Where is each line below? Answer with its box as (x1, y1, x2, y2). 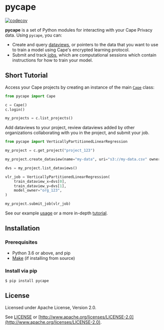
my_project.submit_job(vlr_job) (5, 201, 71, 206)
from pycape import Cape (5, 94, 56, 98)
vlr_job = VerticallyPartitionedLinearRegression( (5, 175, 110, 179)
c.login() (5, 107, 25, 112)
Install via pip (5, 267, 38, 274)
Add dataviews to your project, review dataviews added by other (5, 125, 135, 131)
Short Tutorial (5, 71, 48, 79)
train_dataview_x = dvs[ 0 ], (14, 179, 67, 184)
